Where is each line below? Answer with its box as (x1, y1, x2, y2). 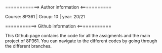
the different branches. (5, 43, 52, 49)
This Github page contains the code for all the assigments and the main (5, 33, 151, 38)
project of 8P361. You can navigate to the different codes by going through (5, 38, 158, 44)
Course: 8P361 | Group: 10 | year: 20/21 (5, 14, 85, 19)
